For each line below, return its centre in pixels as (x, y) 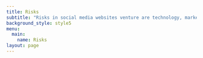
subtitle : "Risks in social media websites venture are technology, (94, 18)
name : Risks (32, 40)
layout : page (23, 46)
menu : (13, 29)
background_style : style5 (39, 23)
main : (19, 34)
